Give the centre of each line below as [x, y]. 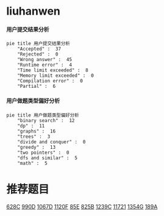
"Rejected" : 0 [38, 54]
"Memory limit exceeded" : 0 [56, 76]
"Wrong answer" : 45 [45, 60]
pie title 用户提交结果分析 [38, 44]
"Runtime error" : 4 [45, 65]
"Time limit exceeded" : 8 [53, 70]
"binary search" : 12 [46, 120]
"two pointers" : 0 [43, 153]
